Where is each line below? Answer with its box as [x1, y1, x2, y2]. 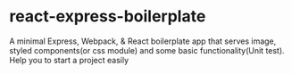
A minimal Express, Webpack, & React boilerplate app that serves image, [9, 36, 277, 46]
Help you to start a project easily [9, 54, 129, 65]
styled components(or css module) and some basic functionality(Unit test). [9, 45, 285, 55]
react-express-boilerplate [9, 6, 206, 27]
